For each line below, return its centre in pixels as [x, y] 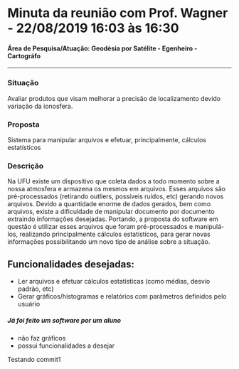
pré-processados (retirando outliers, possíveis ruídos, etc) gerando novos [116, 196]
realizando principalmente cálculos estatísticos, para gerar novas [115, 234]
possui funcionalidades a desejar [66, 346]
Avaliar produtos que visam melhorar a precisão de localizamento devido [114, 98]
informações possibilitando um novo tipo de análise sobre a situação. [109, 242]
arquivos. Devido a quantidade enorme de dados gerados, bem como [109, 204]
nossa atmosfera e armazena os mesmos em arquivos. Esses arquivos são [117, 189]
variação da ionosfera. [40, 106]
